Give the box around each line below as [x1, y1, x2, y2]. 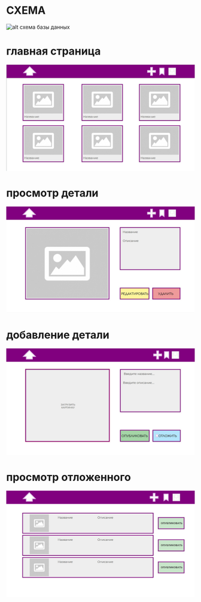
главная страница [6, 44, 101, 58]
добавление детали [6, 328, 109, 342]
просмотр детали [6, 186, 99, 200]
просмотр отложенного [6, 470, 132, 484]
